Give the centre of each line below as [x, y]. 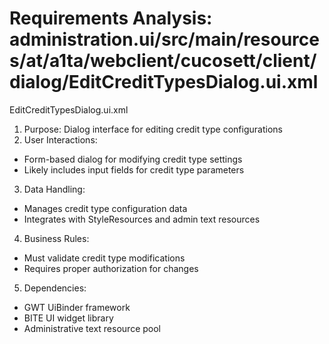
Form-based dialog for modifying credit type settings [133, 159]
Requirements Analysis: [111, 18]
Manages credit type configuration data [105, 208]
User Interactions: [60, 139]
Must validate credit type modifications [104, 258]
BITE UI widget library [68, 318]
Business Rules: [56, 238]
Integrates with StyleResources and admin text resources [142, 219]
